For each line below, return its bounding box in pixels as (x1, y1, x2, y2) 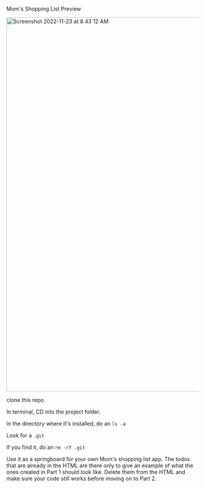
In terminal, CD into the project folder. (6, 408, 101, 415)
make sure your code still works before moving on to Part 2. (6, 475, 157, 482)
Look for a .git (6, 432, 45, 439)
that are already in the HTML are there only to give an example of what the (6, 462, 193, 469)
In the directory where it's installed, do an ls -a (6, 420, 126, 427)
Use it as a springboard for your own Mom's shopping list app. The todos (6, 456, 190, 462)
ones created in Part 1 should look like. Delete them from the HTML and (6, 468, 185, 475)
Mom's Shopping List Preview (6, 5, 81, 12)
